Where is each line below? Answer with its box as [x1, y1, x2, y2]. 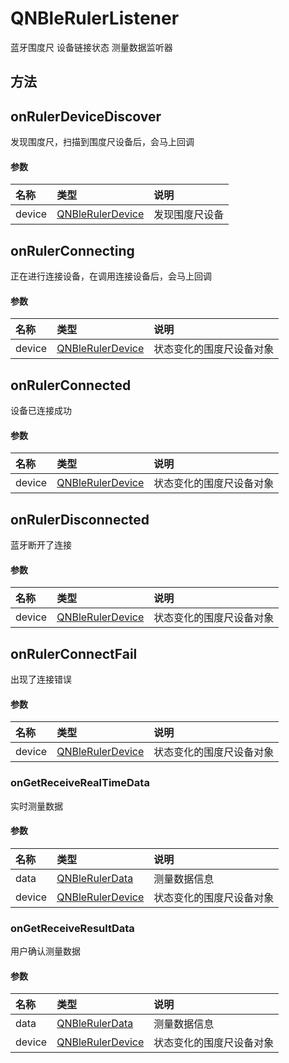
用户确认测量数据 [10, 945, 81, 957]
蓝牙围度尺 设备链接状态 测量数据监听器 [10, 41, 173, 53]
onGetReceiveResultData [10, 921, 135, 935]
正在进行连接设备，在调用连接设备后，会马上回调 [10, 270, 212, 282]
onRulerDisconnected [10, 511, 150, 528]
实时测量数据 [10, 800, 63, 812]
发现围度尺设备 [153, 208, 225, 222]
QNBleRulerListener [10, 7, 180, 30]
